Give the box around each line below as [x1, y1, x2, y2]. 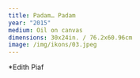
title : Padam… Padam [8, 11, 77, 20]
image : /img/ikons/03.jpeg [8, 41, 97, 49]
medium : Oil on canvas [8, 26, 83, 34]
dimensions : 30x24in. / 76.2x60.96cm [8, 33, 133, 42]
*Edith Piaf [8, 62, 44, 72]
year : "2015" [8, 19, 51, 27]
